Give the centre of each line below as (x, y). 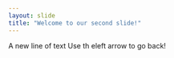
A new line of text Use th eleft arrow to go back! (87, 45)
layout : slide (32, 15)
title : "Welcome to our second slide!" (75, 23)
